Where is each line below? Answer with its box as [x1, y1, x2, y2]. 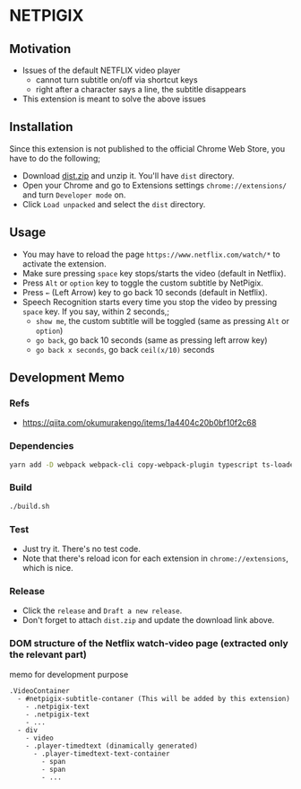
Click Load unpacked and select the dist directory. [21, 198, 206, 209]
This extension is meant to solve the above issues [21, 93, 206, 104]
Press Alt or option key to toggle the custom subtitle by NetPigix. [21, 277, 264, 288]
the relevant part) [9, 648, 88, 661]
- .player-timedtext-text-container [32, 749, 170, 758]
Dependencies [9, 440, 74, 452]
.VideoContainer [9, 686, 70, 696]
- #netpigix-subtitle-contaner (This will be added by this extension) [17, 694, 291, 703]
